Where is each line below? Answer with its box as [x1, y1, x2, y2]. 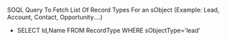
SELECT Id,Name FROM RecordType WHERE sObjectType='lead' [16, 27, 201, 34]
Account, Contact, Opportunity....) [7, 13, 103, 21]
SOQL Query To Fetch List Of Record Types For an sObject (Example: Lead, [7, 6, 220, 14]
